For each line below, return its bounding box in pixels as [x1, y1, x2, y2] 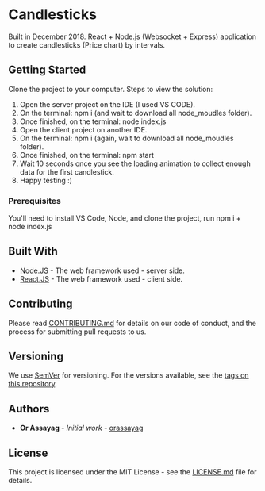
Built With [8, 244, 58, 259]
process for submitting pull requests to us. [8, 327, 147, 336]
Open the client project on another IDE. [19, 125, 148, 134]
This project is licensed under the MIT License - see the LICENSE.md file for [8, 467, 257, 477]
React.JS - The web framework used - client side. [19, 274, 183, 283]
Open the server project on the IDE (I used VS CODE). [19, 99, 196, 109]
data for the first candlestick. [19, 167, 115, 176]
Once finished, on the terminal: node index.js [19, 117, 167, 126]
